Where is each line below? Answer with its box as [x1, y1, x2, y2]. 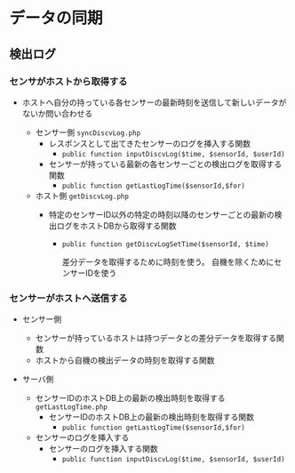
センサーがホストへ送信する [9, 292, 128, 304]
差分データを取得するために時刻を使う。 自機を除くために [61, 256, 275, 267]
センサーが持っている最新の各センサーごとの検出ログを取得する [48, 158, 283, 169]
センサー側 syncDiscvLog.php [35, 126, 141, 138]
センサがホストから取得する [9, 75, 128, 87]
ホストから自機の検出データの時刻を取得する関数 [35, 355, 215, 365]
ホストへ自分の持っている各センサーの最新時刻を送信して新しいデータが [21, 97, 287, 108]
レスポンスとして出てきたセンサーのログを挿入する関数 [48, 138, 251, 148]
